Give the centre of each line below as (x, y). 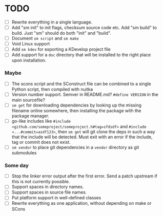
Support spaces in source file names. (49, 192)
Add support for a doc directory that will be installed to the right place (81, 55)
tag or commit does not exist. (41, 142)
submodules (24, 152)
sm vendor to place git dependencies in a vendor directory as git (75, 147)
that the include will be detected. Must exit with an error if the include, (82, 137)
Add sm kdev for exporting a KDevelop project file (61, 49)
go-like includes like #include (41, 121)
